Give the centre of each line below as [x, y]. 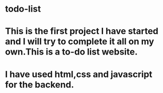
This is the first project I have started [82, 31]
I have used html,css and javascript [79, 74]
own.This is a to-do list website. [71, 52]
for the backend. [40, 84]
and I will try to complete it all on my [80, 42]
